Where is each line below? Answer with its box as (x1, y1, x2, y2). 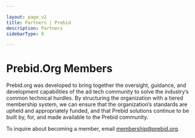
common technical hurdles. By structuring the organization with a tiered (6, 94, 184, 102)
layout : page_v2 (6, 14, 47, 20)
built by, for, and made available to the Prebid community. (6, 113, 149, 121)
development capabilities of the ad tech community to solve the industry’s (6, 88, 189, 95)
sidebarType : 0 (6, 31, 44, 37)
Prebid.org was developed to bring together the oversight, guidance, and (6, 82, 187, 89)
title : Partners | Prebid (6, 19, 71, 26)
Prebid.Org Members (6, 62, 113, 76)
